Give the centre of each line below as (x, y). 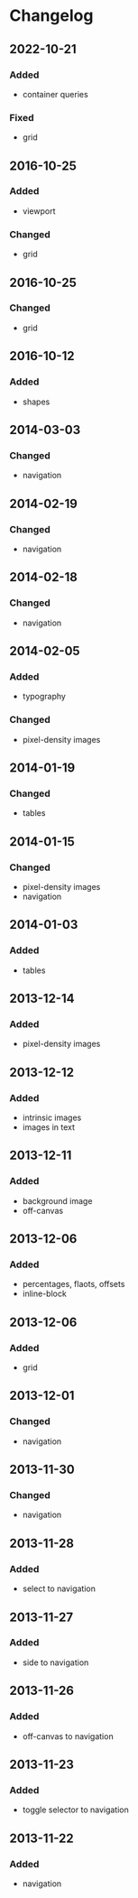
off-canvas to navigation (68, 1736)
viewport (39, 211)
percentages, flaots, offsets (74, 1284)
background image (57, 1200)
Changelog (51, 16)
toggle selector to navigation (75, 1810)
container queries (55, 94)
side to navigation (55, 1662)
